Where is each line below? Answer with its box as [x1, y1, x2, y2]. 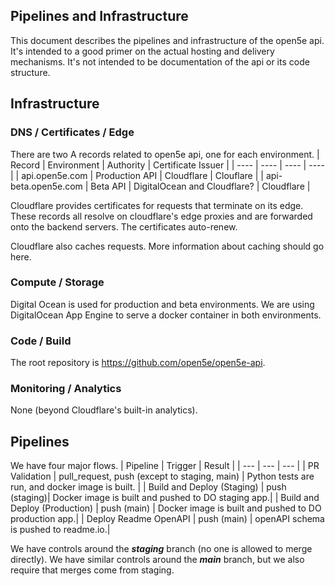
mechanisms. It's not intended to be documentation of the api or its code [10, 55, 310, 68]
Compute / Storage [10, 275, 105, 289]
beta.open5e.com [10, 180, 83, 192]
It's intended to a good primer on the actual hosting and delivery [10, 45, 275, 57]
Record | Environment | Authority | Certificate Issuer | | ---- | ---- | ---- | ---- [10, 159, 325, 171]
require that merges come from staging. [10, 564, 175, 576]
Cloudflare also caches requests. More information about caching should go [10, 240, 325, 252]
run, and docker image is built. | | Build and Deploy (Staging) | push [10, 481, 287, 493]
